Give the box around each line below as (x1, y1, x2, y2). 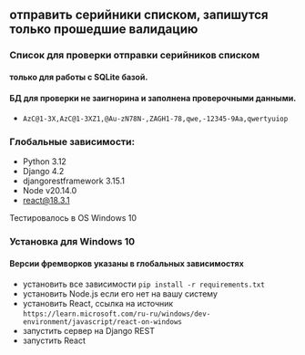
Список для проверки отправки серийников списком (9, 49, 260, 62)
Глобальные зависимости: (9, 136, 135, 149)
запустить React (22, 335, 86, 346)
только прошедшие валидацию (9, 22, 198, 37)
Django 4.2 (22, 166, 65, 177)
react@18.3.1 (22, 195, 70, 206)
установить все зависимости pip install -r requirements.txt (22, 278, 266, 289)
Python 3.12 (22, 156, 66, 167)
